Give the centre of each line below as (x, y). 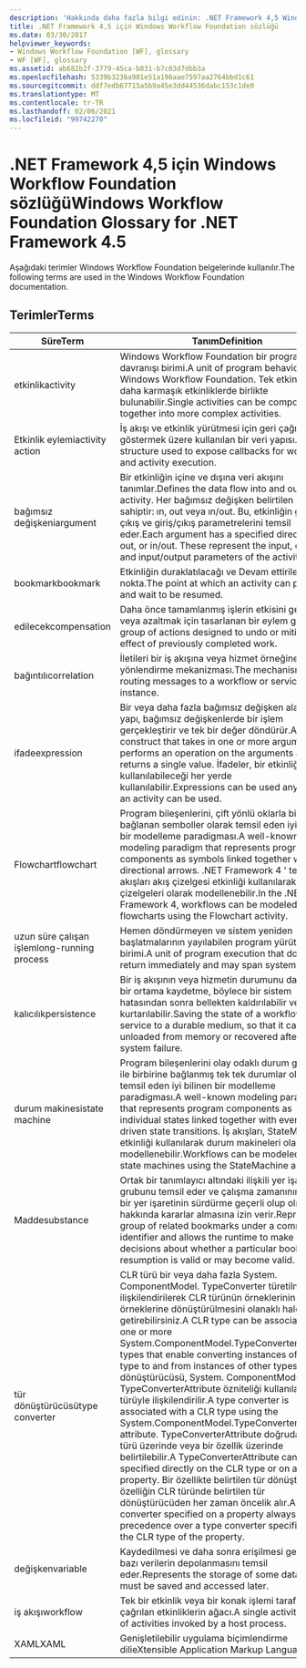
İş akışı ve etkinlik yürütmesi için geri (198, 427)
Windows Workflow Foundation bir (194, 356)
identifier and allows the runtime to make (207, 1237)
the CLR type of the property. (183, 1537)
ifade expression (49, 753)
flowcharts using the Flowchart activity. (204, 915)
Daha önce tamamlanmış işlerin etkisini (203, 609)
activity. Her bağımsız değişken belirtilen (207, 499)
